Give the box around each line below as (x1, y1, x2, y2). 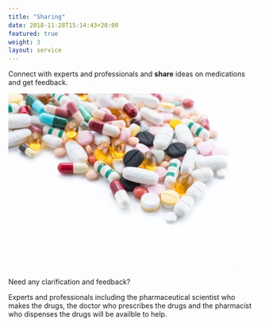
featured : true (8, 29, 59, 37)
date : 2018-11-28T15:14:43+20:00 (8, 21, 119, 29)
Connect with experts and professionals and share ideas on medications (8, 69, 246, 79)
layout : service (8, 46, 62, 55)
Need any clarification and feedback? (8, 277, 131, 286)
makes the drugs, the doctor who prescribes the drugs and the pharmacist (8, 301, 252, 310)
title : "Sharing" (8, 13, 66, 21)
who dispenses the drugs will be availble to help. (8, 309, 167, 318)
